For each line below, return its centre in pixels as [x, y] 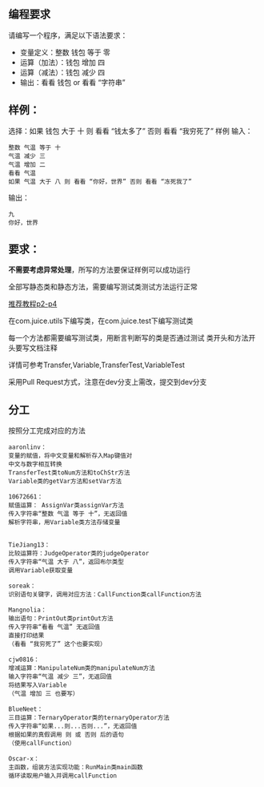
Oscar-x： [24, 759]
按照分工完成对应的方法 [47, 430]
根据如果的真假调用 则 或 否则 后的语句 [66, 735]
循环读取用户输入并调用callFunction [63, 776]
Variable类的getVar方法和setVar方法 [65, 482]
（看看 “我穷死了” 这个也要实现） [57, 644]
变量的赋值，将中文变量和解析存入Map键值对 [70, 456]
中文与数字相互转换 [35, 464]
